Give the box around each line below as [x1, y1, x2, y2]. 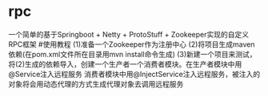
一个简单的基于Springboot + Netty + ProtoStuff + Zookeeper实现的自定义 [8, 29, 250, 39]
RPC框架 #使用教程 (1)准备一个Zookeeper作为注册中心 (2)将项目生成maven [8, 39, 255, 49]
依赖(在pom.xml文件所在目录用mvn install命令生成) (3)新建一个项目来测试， [8, 49, 258, 59]
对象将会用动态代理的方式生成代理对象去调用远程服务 [8, 79, 184, 89]
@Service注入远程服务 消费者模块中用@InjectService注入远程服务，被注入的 [8, 69, 261, 79]
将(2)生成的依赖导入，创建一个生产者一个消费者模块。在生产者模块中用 [8, 59, 242, 69]
